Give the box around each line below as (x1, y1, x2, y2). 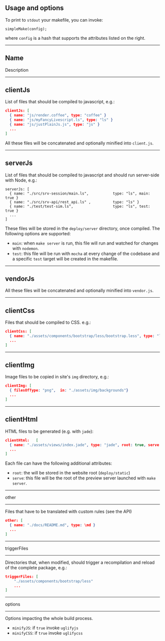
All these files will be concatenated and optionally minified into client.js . (5, 140, 154, 146)
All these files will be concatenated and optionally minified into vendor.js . (5, 287, 154, 294)
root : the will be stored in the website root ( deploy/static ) (12, 470, 130, 476)
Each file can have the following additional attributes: (5, 460, 112, 466)
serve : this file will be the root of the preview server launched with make (12, 475, 156, 481)
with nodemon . (12, 245, 39, 251)
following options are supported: (5, 230, 71, 236)
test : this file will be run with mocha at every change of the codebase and (12, 251, 160, 256)
